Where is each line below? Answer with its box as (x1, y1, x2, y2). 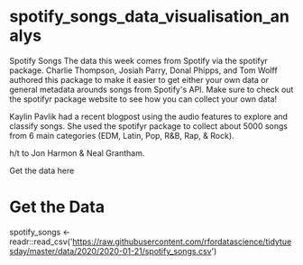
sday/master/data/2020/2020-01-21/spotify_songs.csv (9, 245, 212, 256)
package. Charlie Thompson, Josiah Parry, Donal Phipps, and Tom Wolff (9, 65, 278, 76)
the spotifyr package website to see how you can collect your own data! (9, 93, 278, 105)
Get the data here (9, 165, 75, 176)
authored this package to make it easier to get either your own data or (9, 74, 269, 85)
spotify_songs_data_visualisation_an (9, 6, 290, 27)
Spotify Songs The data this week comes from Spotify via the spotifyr (9, 55, 269, 66)
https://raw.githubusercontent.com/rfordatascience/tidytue (71, 236, 292, 247)
